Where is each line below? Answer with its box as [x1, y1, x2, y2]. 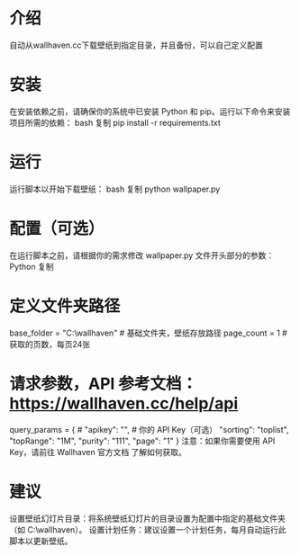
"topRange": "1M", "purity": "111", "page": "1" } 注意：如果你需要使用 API [9, 435, 276, 446]
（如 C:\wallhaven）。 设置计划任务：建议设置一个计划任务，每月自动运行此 [9, 524, 286, 535]
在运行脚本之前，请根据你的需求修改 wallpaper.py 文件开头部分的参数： [9, 249, 275, 261]
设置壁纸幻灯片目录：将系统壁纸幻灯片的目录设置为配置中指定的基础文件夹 [9, 513, 286, 524]
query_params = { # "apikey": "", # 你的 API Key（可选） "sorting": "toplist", [9, 424, 289, 434]
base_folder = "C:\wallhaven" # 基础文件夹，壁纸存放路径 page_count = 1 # [9, 327, 288, 338]
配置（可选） [9, 219, 105, 238]
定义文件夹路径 [9, 296, 121, 316]
